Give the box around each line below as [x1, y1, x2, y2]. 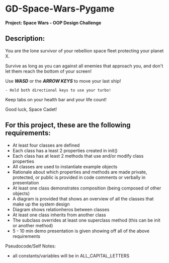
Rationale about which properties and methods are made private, [12, 169, 147, 175]
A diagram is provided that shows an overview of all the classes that [12, 195, 154, 202]
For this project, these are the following [5, 121, 131, 129]
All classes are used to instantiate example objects [12, 163, 118, 169]
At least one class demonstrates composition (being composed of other [12, 185, 161, 191]
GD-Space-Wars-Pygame [5, 3, 115, 15]
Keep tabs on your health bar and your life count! [5, 96, 107, 102]
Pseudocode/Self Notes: [5, 243, 56, 249]
